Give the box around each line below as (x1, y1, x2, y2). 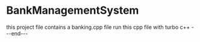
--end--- (6, 29, 28, 37)
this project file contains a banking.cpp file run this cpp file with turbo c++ (6, 23, 190, 31)
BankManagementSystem (6, 4, 139, 17)
